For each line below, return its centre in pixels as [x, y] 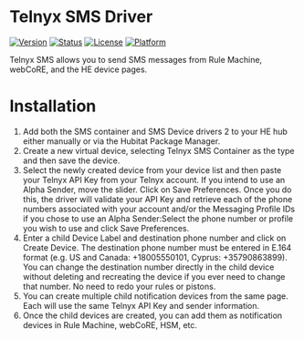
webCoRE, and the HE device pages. [79, 69]
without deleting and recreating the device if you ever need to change [154, 276]
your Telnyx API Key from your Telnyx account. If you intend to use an [154, 180]
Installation [53, 106]
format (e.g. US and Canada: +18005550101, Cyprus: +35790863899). [155, 257]
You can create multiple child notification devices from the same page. [156, 296]
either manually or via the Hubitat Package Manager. [121, 141]
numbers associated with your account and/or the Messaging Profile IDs [159, 209]
